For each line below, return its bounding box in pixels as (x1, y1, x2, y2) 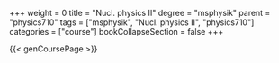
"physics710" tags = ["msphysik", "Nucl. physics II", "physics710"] (9, 17, 255, 28)
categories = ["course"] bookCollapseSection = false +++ (9, 27, 224, 36)
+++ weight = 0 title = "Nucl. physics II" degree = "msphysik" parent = (9, 8, 271, 18)
